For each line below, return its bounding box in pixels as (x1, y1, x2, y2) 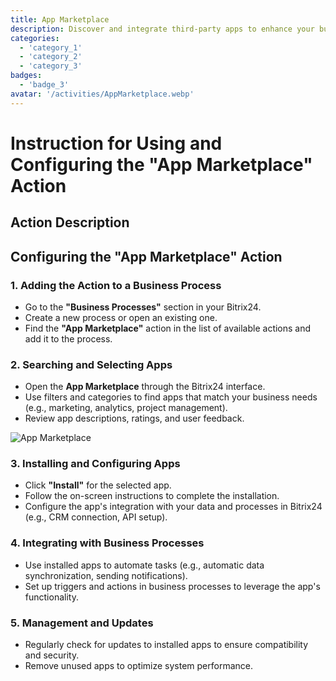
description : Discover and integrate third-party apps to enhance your (10, 24, 315, 34)
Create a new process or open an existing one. (24, 311, 218, 323)
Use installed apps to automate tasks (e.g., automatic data (24, 559, 265, 571)
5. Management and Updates (10, 616, 154, 630)
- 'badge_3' (19, 80, 70, 90)
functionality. (24, 591, 79, 603)
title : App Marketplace (10, 14, 110, 25)
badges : (10, 71, 43, 81)
